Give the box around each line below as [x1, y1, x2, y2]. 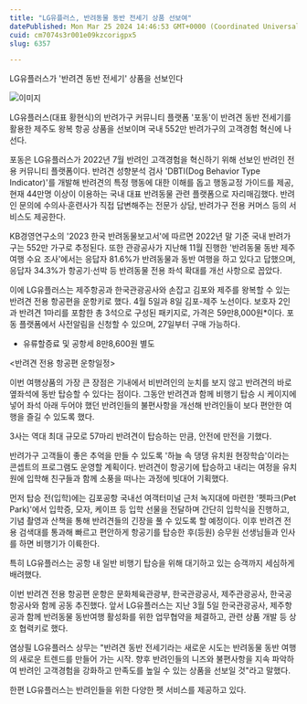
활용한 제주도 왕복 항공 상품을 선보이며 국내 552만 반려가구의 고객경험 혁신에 [9, 123, 282, 134]
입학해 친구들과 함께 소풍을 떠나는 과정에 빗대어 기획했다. [26, 473, 229, 485]
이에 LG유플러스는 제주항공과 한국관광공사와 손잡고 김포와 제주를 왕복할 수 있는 [9, 284, 291, 295]
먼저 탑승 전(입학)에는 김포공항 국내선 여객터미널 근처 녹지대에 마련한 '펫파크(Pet [9, 493, 297, 504]
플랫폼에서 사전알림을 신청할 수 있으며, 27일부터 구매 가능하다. [18, 319, 240, 330]
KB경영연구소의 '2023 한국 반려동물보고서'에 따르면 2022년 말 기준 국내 [9, 230, 267, 242]
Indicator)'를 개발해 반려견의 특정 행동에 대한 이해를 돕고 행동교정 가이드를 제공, [9, 177, 294, 188]
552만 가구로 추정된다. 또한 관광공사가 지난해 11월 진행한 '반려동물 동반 [26, 242, 279, 253]
